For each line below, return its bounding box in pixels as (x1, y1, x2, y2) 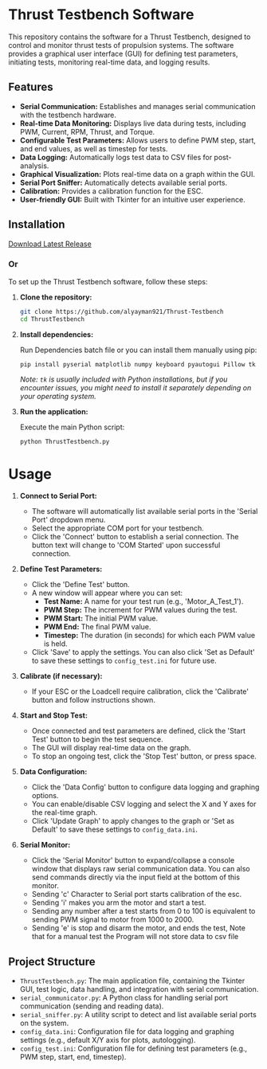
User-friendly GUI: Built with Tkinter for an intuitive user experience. (19, 194, 245, 204)
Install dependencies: (19, 329, 94, 339)
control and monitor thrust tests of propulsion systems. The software (8, 40, 234, 49)
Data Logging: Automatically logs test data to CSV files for (19, 152, 213, 162)
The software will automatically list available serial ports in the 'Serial (31, 507, 258, 516)
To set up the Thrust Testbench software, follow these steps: (8, 276, 208, 286)
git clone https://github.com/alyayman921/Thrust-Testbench (19, 307, 224, 315)
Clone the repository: (19, 292, 92, 302)
